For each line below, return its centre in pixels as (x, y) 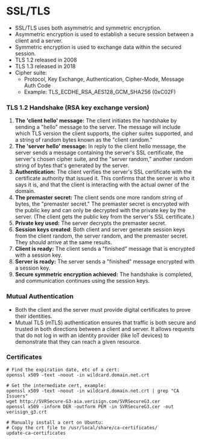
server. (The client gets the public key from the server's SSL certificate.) (105, 217)
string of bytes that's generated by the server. (72, 166)
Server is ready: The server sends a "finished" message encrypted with (105, 262)
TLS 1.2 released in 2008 (46, 60)
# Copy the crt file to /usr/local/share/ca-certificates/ (82, 428)
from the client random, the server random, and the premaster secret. (101, 236)
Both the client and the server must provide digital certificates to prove (103, 309)
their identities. (33, 316)
